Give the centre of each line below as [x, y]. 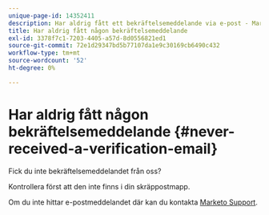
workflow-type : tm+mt [44, 53]
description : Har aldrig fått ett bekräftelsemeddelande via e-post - [128, 23]
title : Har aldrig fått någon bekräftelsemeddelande [98, 30]
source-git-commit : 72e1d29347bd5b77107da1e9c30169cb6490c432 [114, 46]
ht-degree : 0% [32, 68]
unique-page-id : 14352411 [51, 16]
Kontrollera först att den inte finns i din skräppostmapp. [99, 186]
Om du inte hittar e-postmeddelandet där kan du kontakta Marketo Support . [133, 202]
